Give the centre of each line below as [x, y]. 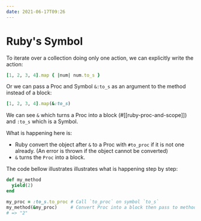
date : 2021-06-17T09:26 [36, 12]
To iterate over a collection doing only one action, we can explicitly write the [100, 58]
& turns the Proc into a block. [50, 157]
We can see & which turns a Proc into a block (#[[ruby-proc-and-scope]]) [97, 115]
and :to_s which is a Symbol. [42, 122]
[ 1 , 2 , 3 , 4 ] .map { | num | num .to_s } [53, 75]
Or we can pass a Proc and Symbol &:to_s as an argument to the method [96, 87]
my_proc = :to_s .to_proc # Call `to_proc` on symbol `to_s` [83, 202]
